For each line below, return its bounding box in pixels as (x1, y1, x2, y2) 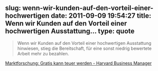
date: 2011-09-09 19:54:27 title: (51, 12, 152, 20)
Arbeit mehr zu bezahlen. (17, 50, 69, 56)
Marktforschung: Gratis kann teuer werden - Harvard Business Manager (5, 60, 152, 66)
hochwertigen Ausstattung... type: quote (5, 27, 135, 35)
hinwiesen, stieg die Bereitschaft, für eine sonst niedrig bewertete (17, 45, 152, 51)
